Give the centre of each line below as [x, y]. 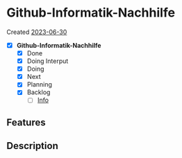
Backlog [39, 92]
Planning [40, 85]
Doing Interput [48, 61]
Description [32, 146]
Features [26, 122]
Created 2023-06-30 [37, 32]
